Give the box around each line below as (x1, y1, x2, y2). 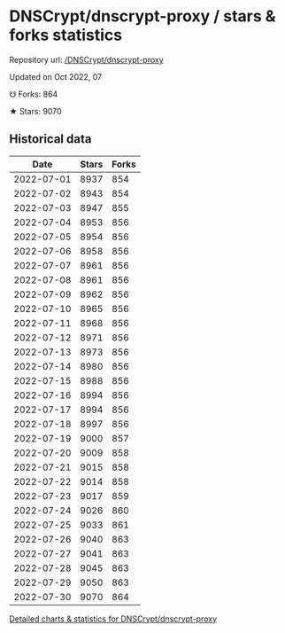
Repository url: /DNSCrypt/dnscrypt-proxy (9, 54, 164, 65)
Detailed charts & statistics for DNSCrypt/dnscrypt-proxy (9, 613, 218, 624)
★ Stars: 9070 (9, 105, 62, 116)
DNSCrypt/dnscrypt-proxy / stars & (9, 6, 276, 27)
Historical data (9, 131, 92, 147)
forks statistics (9, 25, 122, 45)
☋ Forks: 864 (9, 89, 58, 99)
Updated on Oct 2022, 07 (9, 71, 103, 82)
